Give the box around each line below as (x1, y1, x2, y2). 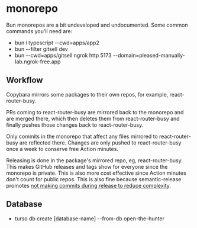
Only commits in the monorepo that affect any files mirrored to (6, 133, 158, 140)
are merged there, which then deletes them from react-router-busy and (6, 115, 180, 122)
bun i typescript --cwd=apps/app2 (14, 39, 99, 46)
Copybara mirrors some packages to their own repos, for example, (6, 91, 169, 98)
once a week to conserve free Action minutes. (6, 145, 118, 152)
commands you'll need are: (6, 27, 73, 34)
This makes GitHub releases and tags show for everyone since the (6, 163, 168, 170)
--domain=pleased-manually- (112, 52, 185, 59)
